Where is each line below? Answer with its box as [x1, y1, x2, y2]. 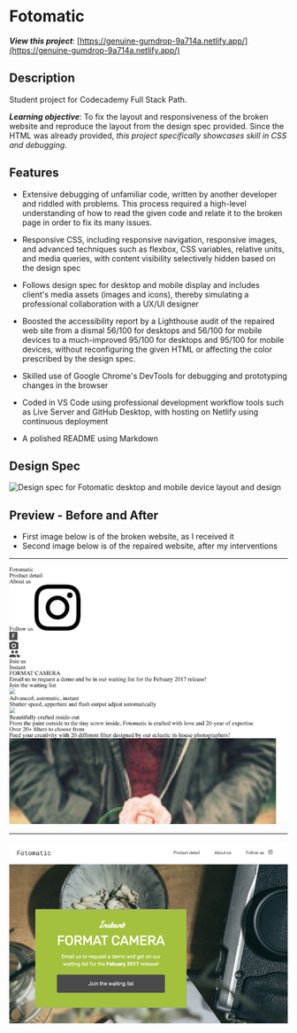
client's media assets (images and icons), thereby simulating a [21, 289, 249, 299]
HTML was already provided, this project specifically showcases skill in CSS [9, 130, 287, 141]
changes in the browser [21, 379, 109, 391]
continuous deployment [21, 416, 109, 426]
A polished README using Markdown [21, 432, 159, 444]
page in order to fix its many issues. [21, 217, 153, 228]
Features [9, 166, 59, 181]
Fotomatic [9, 6, 86, 27]
